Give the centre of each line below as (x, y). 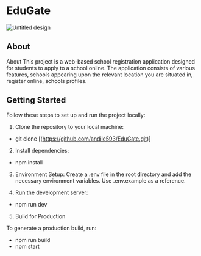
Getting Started (36, 101)
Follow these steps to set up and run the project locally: (76, 115)
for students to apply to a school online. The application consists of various (101, 68)
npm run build (33, 240)
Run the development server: (51, 192)
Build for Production (40, 216)
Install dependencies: (42, 150)
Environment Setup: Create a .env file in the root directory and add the (103, 174)
